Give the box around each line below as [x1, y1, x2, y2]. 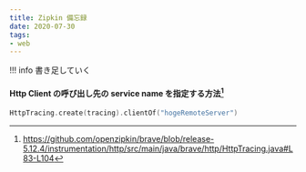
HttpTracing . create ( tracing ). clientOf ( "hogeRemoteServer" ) [9, 108, 239, 118]
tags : [9, 30, 30, 39]
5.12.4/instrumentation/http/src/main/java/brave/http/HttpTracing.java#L [22, 143, 293, 154]
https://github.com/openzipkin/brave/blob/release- [22, 133, 215, 144]
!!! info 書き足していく [9, 65, 91, 76]
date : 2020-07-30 [9, 22, 76, 31]
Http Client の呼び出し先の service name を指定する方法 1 [9, 86, 225, 98]
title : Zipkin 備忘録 [9, 13, 87, 23]
